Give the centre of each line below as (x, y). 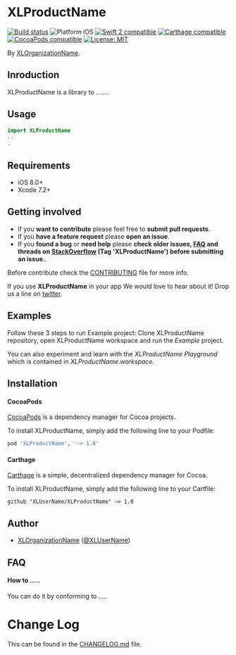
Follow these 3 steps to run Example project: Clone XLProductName (106, 332)
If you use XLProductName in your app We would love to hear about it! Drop (118, 286)
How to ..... (24, 580)
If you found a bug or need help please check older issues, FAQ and (118, 244)
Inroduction (33, 75)
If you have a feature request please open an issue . (94, 236)
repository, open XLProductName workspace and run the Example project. (116, 340)
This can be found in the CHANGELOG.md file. (75, 644)
